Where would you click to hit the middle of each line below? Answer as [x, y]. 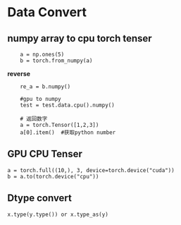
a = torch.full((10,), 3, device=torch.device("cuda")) [91, 170]
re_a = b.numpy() [45, 87]
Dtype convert [40, 198]
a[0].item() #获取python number [68, 133]
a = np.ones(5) [42, 54]
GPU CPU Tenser [45, 154]
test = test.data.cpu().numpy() [67, 105]
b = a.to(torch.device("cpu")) [53, 176]
